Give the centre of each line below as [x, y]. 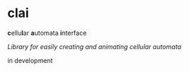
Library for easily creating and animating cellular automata [94, 46]
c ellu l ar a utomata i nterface [47, 33]
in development [30, 60]
